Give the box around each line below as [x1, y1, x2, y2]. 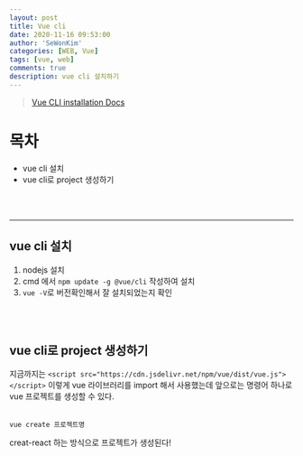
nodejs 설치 [22, 264, 65, 275]
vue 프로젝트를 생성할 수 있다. [9, 391, 115, 402]
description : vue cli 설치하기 [9, 72, 120, 81]
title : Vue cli [9, 22, 67, 31]
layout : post [9, 13, 59, 23]
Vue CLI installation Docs [31, 97, 125, 107]
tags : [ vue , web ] [9, 55, 75, 64]
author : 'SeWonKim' [9, 38, 83, 48]
